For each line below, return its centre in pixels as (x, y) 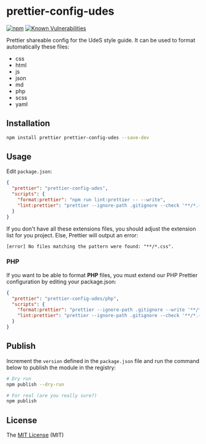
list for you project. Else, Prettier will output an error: (72, 235)
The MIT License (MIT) (35, 435)
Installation (28, 124)
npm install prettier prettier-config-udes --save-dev (78, 137)
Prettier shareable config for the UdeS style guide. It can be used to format (101, 40)
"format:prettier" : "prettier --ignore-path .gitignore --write (101, 310)
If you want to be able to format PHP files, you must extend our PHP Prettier (102, 275)
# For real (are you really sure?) (52, 396)
